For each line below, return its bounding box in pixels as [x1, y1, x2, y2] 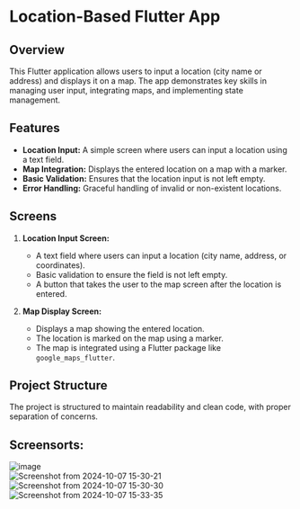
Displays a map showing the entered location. [35, 323, 205, 334]
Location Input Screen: [22, 232, 110, 244]
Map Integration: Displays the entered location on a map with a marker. [22, 164, 287, 174]
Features [9, 121, 60, 136]
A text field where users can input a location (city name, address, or [35, 250, 287, 261]
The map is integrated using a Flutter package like [35, 342, 222, 353]
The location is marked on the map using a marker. [35, 333, 225, 344]
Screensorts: [9, 437, 84, 452]
